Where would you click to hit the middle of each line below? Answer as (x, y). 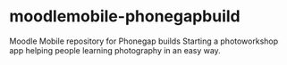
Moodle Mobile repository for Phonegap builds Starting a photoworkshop (144, 41)
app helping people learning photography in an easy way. (115, 50)
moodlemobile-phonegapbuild (125, 16)
